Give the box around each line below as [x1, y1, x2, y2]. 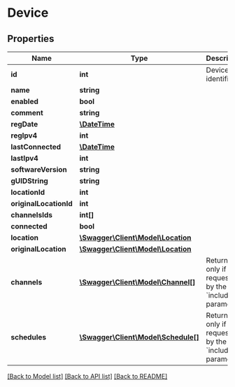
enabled [10, 96, 38, 106]
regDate [10, 119, 38, 129]
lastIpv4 [10, 154, 38, 163]
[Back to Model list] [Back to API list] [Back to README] [7, 372, 168, 380]
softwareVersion [10, 165, 68, 174]
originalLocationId [10, 199, 73, 208]
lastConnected [10, 142, 62, 152]
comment [10, 108, 43, 117]
